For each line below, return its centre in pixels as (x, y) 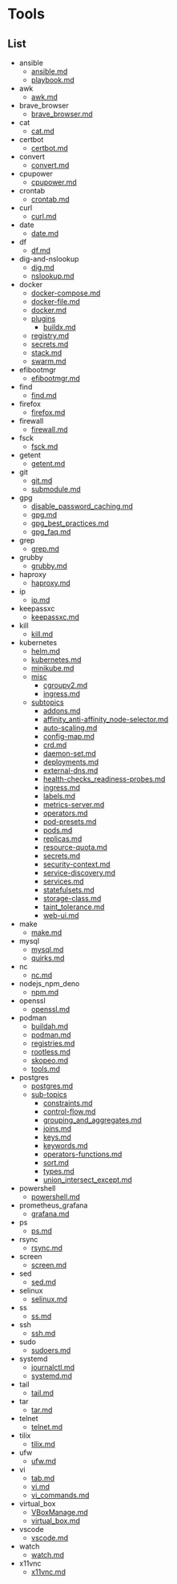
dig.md (43, 267)
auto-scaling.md (70, 728)
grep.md (45, 549)
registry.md (50, 335)
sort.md (56, 1163)
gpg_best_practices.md (70, 523)
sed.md (44, 1282)
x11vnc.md (48, 1572)
